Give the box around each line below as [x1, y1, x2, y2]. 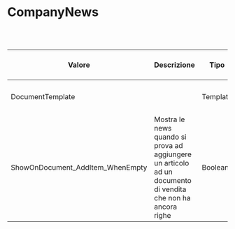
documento [153, 175, 192, 185]
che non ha [153, 193, 191, 202]
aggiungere [153, 149, 192, 159]
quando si [153, 132, 187, 142]
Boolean [201, 162, 229, 172]
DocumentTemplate [10, 91, 76, 101]
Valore [67, 60, 90, 70]
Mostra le [153, 114, 185, 124]
